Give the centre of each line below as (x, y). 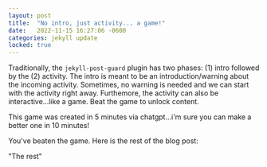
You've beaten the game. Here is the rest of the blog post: (104, 141)
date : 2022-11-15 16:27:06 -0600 (67, 30)
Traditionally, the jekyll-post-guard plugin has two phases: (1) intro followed (134, 68)
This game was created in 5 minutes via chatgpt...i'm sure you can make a (130, 117)
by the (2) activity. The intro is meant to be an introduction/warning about (129, 76)
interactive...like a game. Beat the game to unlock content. (104, 102)
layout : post (30, 16)
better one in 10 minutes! (49, 126)
